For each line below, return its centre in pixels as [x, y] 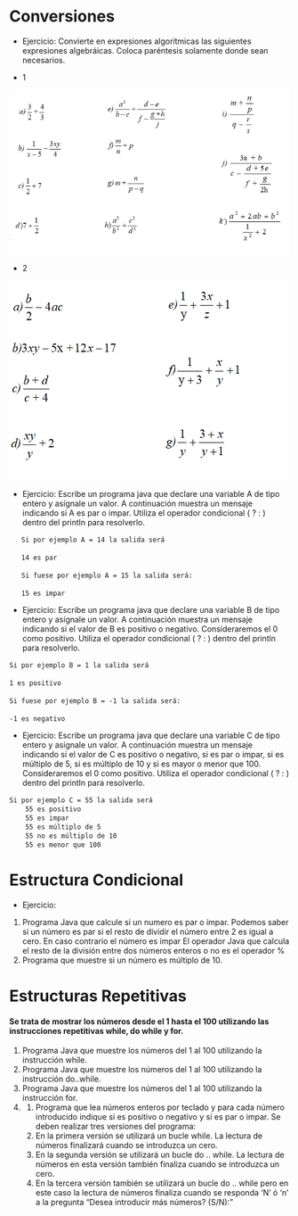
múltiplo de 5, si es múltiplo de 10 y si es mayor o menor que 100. [141, 764]
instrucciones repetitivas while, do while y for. [97, 1030]
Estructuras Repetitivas [98, 996]
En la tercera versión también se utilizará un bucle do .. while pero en [162, 1183]
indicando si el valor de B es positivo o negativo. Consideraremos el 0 [150, 629]
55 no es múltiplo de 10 [71, 836]
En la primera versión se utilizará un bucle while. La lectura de [149, 1136]
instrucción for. [50, 1098]
